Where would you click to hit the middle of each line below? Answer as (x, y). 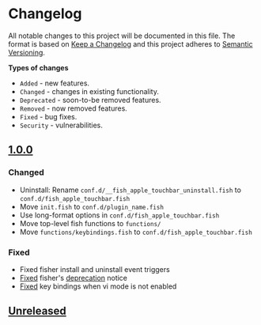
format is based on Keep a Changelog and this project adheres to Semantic (130, 43)
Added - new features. (54, 83)
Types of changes (38, 67)
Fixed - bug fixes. (48, 116)
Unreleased (38, 311)
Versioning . (27, 52)
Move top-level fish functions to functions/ (90, 223)
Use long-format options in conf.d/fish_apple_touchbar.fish (119, 215)
